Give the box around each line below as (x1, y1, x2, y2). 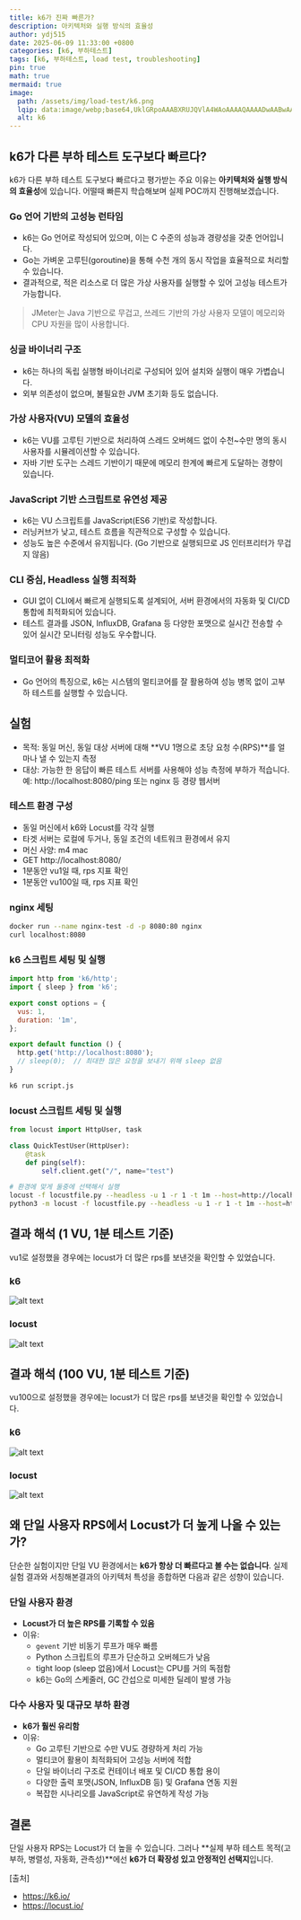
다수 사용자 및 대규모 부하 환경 (9, 1698, 131, 1711)
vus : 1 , (17, 1007, 47, 1016)
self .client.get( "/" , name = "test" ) (41, 1167, 175, 1176)
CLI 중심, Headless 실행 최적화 (9, 574, 137, 586)
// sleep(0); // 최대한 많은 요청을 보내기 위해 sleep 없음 (17, 1057, 222, 1066)
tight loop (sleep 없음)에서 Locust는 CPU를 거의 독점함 (35, 1663, 231, 1674)
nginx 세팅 (9, 901, 54, 913)
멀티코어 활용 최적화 (9, 654, 90, 666)
